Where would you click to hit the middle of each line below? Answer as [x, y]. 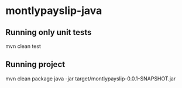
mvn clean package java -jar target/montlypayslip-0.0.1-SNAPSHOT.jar [91, 78]
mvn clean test [23, 46]
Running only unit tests [49, 32]
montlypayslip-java [54, 11]
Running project [35, 64]
